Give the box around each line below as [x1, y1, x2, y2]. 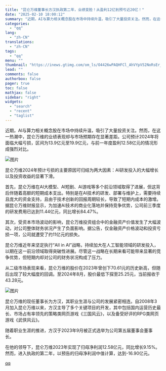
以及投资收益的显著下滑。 [5, 173, 57, 179]
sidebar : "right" [5, 95, 41, 100]
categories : [5, 21, 30, 26]
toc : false [5, 85, 28, 91]
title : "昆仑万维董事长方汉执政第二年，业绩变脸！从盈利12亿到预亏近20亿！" [5, 7, 144, 12]
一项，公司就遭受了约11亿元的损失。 [9, 231, 83, 237]
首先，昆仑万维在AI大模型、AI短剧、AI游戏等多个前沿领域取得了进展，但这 [5, 184, 157, 190]
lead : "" [5, 67, 23, 72]
